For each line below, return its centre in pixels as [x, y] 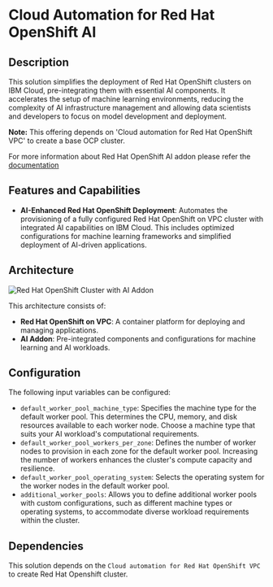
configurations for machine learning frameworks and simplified [126, 236]
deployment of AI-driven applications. [84, 245]
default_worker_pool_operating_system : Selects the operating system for [142, 477]
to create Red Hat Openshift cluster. [68, 574]
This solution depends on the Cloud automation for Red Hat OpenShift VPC [134, 566]
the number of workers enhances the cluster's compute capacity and [136, 460]
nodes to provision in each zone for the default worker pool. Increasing [139, 451]
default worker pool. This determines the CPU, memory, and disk [129, 417]
